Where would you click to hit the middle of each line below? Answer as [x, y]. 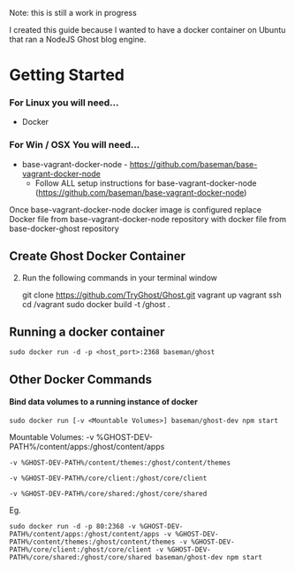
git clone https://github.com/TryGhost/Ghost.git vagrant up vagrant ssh [151, 295]
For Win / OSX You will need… [75, 145]
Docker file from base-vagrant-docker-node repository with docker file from [148, 219]
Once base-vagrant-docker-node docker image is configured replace [136, 209]
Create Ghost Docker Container [98, 256]
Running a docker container [87, 332]
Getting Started [67, 75]
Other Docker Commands [81, 379]
